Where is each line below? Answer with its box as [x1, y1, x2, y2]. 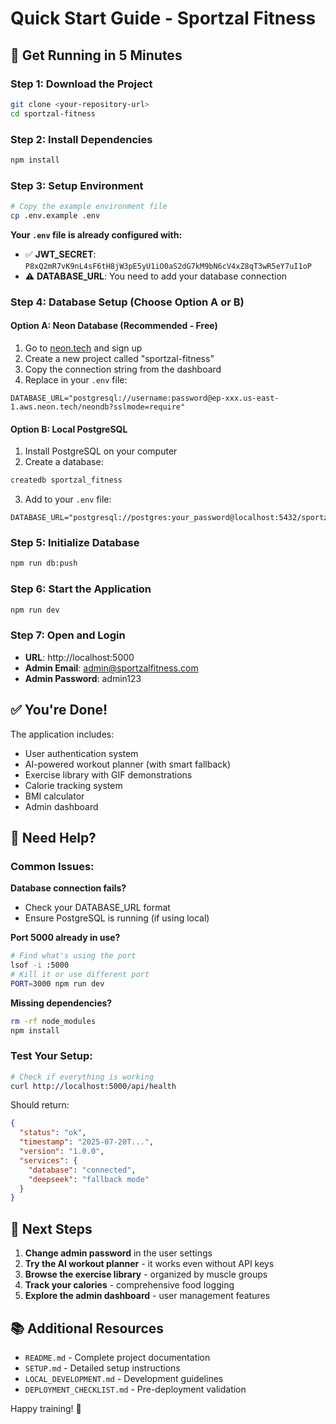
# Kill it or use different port [10, 969, 150, 979]
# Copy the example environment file [10, 202, 168, 212]
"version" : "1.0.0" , [19, 1147, 105, 1157]
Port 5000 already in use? [10, 932, 121, 944]
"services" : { [19, 1155, 78, 1166]
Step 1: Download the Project [10, 77, 153, 91]
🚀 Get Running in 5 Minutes [10, 47, 183, 64]
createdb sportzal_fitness [10, 475, 123, 486]
